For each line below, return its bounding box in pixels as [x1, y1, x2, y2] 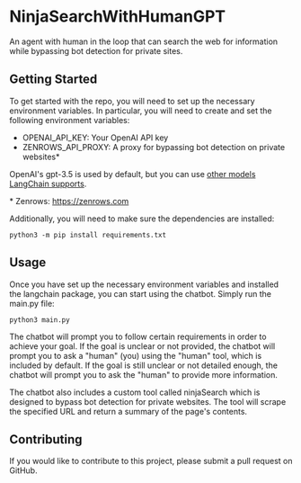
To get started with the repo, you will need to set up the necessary [9, 95, 255, 106]
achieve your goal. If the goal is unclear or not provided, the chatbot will [9, 340, 276, 352]
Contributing [9, 432, 83, 447]
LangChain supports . [9, 178, 87, 189]
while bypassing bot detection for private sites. [9, 45, 183, 56]
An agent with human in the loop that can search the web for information [9, 36, 279, 47]
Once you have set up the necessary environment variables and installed [9, 279, 279, 290]
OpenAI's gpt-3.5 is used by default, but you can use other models [9, 168, 256, 179]
